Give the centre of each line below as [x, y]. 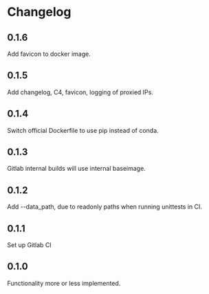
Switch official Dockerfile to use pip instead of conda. [83, 130]
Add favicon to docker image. [49, 54]
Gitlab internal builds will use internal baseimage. [76, 169]
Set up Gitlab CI [29, 245]
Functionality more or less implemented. [64, 283]
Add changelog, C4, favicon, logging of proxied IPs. [80, 92]
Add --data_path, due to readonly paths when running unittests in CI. [105, 207]
